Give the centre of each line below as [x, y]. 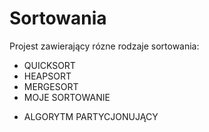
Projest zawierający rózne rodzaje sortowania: [104, 46]
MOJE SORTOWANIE [67, 97]
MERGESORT [51, 86]
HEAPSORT [47, 76]
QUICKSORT [49, 65]
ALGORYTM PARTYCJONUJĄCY [91, 116]
